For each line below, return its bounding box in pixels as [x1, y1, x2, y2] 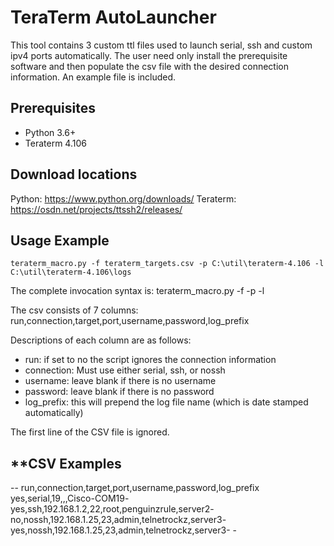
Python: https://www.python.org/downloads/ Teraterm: [10, 192, 237, 205]
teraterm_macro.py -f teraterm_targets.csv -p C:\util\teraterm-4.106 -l [10, 259, 325, 269]
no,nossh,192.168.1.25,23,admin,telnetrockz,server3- [10, 514, 227, 526]
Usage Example [10, 232, 110, 249]
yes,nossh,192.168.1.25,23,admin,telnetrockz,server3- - [10, 524, 237, 536]
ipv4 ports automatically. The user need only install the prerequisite [10, 49, 288, 61]
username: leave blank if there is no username [24, 375, 217, 387]
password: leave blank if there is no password [24, 386, 215, 398]
